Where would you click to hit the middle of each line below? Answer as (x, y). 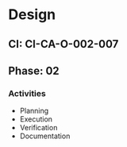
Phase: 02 (34, 70)
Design (32, 15)
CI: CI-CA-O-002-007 (63, 44)
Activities (27, 93)
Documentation (45, 136)
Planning (34, 111)
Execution (36, 119)
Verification (38, 128)
